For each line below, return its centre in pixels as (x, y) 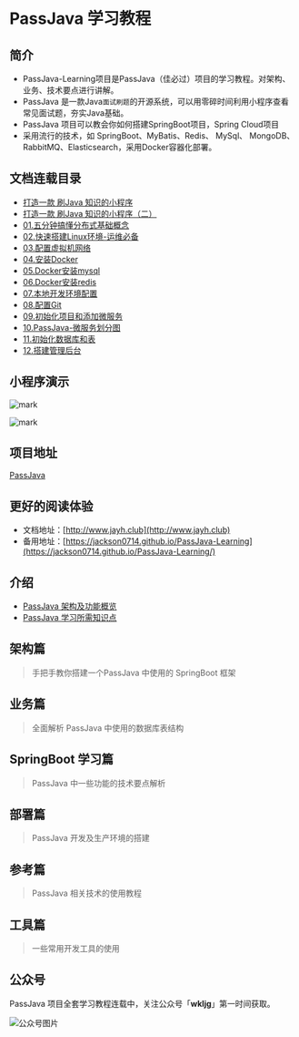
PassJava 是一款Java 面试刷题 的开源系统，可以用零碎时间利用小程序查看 (155, 102)
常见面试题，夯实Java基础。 (75, 113)
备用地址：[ (44, 541)
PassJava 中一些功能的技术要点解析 (99, 783)
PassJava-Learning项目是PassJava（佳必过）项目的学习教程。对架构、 (156, 79)
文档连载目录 (45, 179)
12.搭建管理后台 (52, 350)
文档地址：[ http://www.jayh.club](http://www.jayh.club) (126, 530)
